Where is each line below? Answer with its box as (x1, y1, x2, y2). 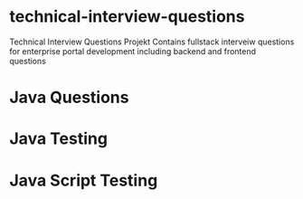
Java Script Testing (9, 170, 158, 191)
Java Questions (9, 88, 129, 108)
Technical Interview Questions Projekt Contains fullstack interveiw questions (9, 36, 295, 47)
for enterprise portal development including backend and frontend (9, 45, 256, 56)
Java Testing (9, 128, 109, 149)
